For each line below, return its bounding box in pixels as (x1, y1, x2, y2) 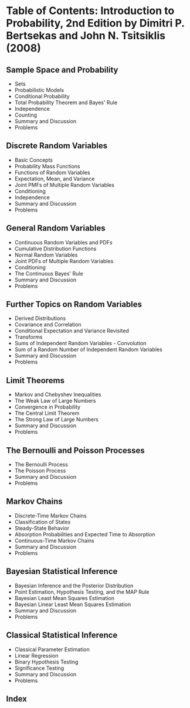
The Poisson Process (14, 467, 66, 474)
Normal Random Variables (14, 251, 78, 258)
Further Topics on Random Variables (6, 299, 142, 309)
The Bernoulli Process (14, 461, 69, 468)
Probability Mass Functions (14, 162, 80, 169)
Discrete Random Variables (6, 141, 108, 151)
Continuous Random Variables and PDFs (14, 239, 113, 246)
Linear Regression (14, 652, 59, 659)
